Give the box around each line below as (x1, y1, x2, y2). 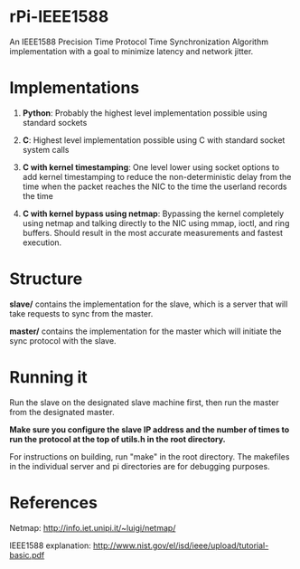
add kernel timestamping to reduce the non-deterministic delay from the (22, 171, 292, 182)
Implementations (9, 78, 140, 99)
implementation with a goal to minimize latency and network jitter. (9, 45, 254, 56)
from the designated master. (9, 406, 115, 417)
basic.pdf (9, 549, 45, 560)
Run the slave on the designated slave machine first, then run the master (9, 396, 279, 408)
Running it (9, 367, 88, 387)
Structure (9, 269, 83, 289)
